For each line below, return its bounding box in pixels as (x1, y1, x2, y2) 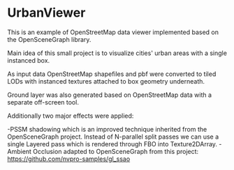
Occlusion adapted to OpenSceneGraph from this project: (32, 147, 199, 155)
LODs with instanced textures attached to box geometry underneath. (7, 77, 205, 85)
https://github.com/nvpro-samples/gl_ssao (7, 155, 131, 163)
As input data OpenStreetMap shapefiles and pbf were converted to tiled (7, 70, 217, 78)
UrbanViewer (7, 5, 86, 21)
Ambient (7, 147, 31, 155)
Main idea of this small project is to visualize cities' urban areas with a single (7, 49, 227, 57)
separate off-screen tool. (7, 98, 79, 106)
